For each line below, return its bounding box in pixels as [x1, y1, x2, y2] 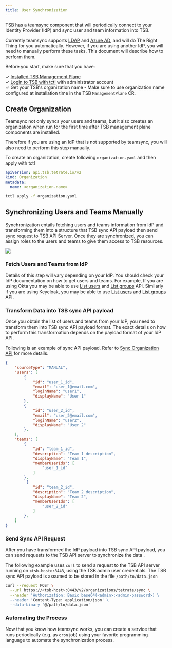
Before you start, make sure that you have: [5, 63, 95, 69]
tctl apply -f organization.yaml [5, 193, 77, 199]
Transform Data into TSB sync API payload [5, 307, 114, 314]
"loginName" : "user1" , [32, 389, 82, 394]
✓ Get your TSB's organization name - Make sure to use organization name [5, 84, 165, 91]
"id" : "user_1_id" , [32, 379, 74, 385]
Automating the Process [5, 614, 67, 621]
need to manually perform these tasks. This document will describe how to [5, 48, 163, 54]
